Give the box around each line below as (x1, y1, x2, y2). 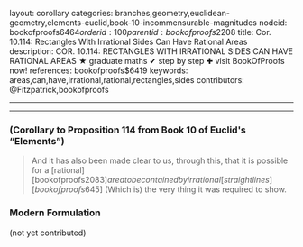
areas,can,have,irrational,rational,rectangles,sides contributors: (9, 75, 245, 85)
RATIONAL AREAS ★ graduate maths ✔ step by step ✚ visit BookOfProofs (9, 56, 286, 66)
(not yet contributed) (9, 227, 87, 238)
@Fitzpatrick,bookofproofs (9, 85, 110, 95)
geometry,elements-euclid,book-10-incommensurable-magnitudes (9, 17, 257, 28)
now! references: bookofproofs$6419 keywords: (9, 65, 188, 76)
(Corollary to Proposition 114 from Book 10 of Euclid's (9, 123, 246, 136)
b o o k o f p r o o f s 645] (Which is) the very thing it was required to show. (34, 184, 287, 195)
